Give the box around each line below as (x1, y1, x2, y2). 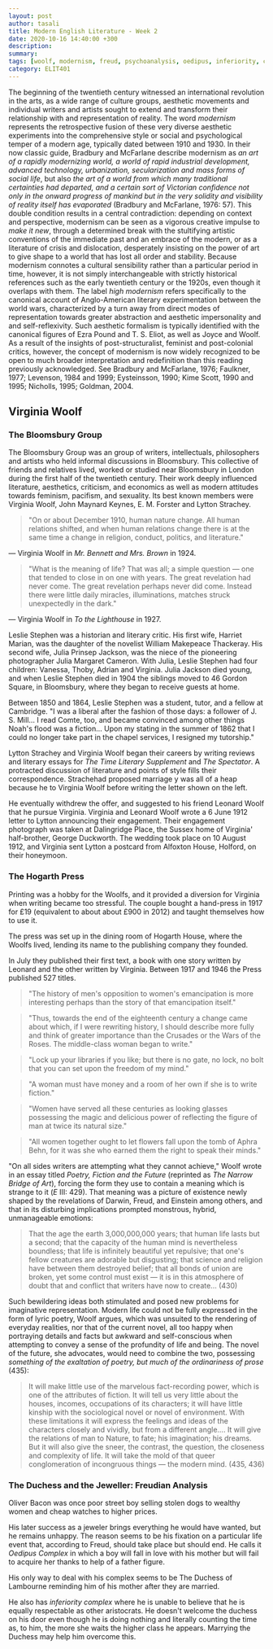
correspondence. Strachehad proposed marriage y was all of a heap (8, 774, 237, 784)
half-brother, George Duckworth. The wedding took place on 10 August (8, 833, 246, 843)
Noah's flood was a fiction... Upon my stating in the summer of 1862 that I (8, 724, 255, 733)
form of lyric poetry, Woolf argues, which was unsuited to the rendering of (8, 1314, 258, 1323)
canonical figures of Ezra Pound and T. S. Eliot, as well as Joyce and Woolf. (8, 329, 261, 339)
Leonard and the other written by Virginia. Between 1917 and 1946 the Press (8, 964, 262, 973)
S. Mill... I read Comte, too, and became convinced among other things (8, 715, 245, 725)
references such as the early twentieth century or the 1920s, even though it (8, 278, 261, 287)
